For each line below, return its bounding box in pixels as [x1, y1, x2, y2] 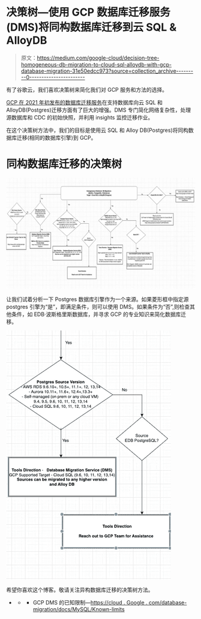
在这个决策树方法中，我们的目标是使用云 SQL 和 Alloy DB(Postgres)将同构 [6, 127, 189, 134]
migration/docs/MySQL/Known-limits [32, 605, 125, 612]
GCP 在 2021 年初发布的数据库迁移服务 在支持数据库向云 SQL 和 [6, 98, 163, 106]
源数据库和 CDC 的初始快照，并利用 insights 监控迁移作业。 [6, 113, 154, 121]
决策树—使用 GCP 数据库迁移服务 [6, 5, 171, 19]
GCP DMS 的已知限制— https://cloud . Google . [32, 599, 148, 606]
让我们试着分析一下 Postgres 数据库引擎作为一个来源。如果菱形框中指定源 [6, 295, 189, 303]
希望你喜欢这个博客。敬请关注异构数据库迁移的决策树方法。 [6, 586, 154, 593]
